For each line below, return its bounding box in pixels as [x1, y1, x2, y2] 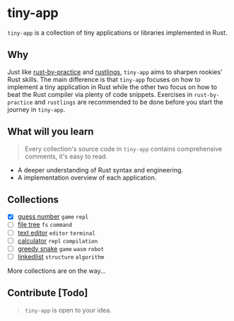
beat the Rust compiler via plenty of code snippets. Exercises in [7, 90, 193, 98]
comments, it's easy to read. [24, 152, 108, 160]
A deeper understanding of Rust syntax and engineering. [17, 165, 184, 174]
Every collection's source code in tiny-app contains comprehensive [24, 144, 223, 153]
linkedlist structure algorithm [17, 252, 105, 261]
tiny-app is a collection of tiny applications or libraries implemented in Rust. [7, 28, 228, 37]
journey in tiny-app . [7, 105, 66, 114]
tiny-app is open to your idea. [24, 305, 112, 314]
